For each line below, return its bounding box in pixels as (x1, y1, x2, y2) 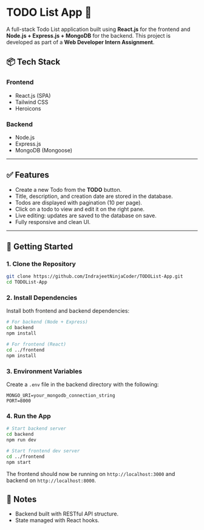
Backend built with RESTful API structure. (15, 510, 119, 518)
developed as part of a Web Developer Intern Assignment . (6, 38, 155, 46)
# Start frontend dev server (6, 447, 80, 454)
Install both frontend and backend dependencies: (6, 307, 129, 314)
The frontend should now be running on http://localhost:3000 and (6, 470, 175, 477)
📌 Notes (6, 494, 37, 505)
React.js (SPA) (15, 92, 51, 99)
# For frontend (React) (6, 341, 67, 348)
